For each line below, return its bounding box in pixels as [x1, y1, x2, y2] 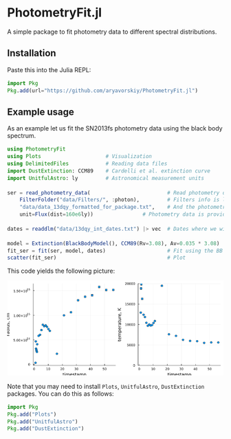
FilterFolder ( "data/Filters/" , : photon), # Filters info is [19, 196, 220, 203]
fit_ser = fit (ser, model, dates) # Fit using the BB [7, 247, 223, 254]
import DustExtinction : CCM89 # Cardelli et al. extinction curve [7, 167, 211, 175]
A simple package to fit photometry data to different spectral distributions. [7, 27, 217, 36]
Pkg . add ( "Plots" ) [7, 411, 57, 418]
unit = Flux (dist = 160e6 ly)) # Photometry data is [19, 211, 205, 218]
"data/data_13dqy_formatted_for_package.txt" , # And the [19, 204, 195, 211]
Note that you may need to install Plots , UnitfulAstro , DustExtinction [7, 382, 205, 390]
